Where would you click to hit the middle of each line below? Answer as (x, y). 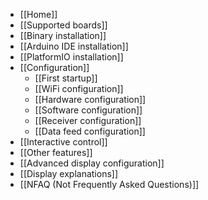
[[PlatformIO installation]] (71, 57)
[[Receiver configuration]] (88, 120)
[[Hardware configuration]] (90, 99)
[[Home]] (38, 14)
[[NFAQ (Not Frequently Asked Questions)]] (109, 184)
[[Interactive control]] (63, 142)
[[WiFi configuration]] (79, 88)
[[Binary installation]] (63, 35)
